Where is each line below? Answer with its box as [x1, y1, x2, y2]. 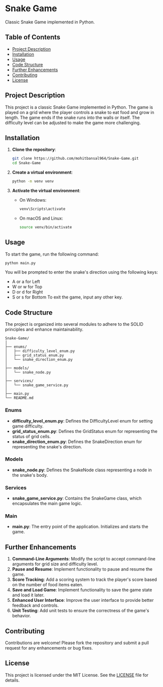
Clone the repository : [12, 147, 56, 152]
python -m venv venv [12, 179, 54, 184]
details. [5, 677, 20, 683]
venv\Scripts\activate [19, 206, 66, 211]
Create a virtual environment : [12, 169, 73, 175]
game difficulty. [12, 423, 44, 429]
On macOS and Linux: [19, 215, 63, 221]
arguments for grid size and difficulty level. [12, 561, 98, 567]
